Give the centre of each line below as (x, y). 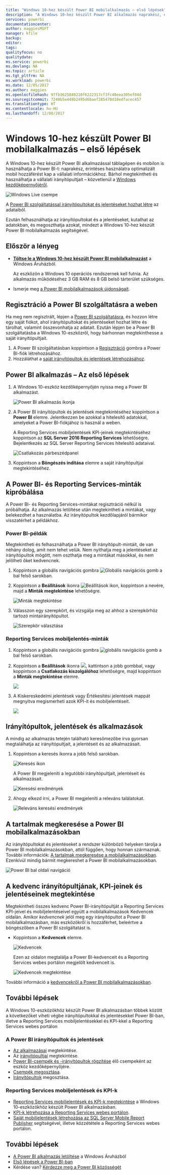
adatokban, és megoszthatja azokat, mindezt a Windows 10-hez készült (80, 225)
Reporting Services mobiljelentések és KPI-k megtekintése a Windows (86, 1102)
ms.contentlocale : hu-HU (32, 109)
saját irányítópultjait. (27, 338)
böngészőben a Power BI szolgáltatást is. (48, 928)
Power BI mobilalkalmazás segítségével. (47, 230)
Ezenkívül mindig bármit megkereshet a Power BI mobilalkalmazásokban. (82, 860)
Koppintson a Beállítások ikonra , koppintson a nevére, (89, 585)
